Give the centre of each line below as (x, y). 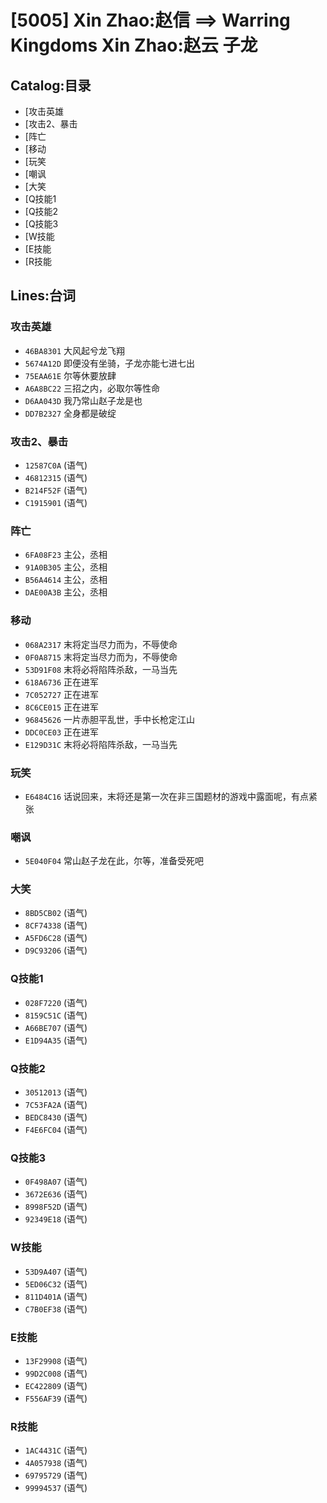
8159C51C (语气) (56, 1015)
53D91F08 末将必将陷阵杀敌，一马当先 (101, 669)
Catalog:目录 (51, 85)
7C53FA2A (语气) (56, 1105)
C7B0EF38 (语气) (56, 1308)
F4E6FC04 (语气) (56, 1130)
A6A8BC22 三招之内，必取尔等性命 (92, 388)
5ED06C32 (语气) (56, 1283)
